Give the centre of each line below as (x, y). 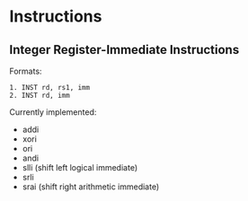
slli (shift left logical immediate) (80, 167)
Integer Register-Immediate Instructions (124, 50)
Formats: (26, 71)
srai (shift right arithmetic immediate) (91, 187)
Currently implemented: (53, 112)
